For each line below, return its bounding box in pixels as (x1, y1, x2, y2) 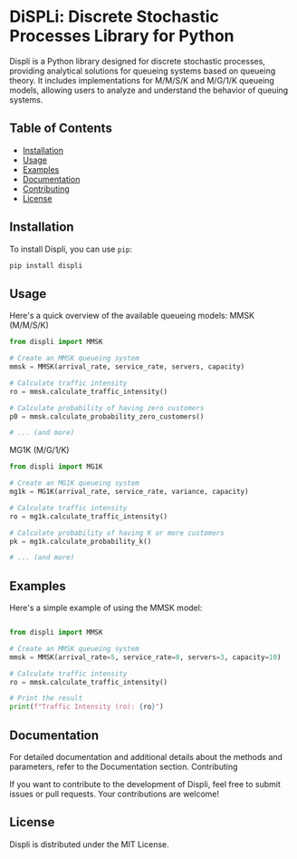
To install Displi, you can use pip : (9, 243, 133, 254)
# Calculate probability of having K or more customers (9, 528, 225, 538)
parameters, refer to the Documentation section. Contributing (9, 761, 238, 772)
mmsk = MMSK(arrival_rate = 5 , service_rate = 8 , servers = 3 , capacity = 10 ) (9, 652, 282, 662)
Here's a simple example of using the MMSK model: (9, 602, 203, 614)
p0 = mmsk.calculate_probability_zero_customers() (9, 411, 205, 421)
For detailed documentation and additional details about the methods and (9, 752, 283, 762)
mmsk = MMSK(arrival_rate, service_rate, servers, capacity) (9, 362, 245, 371)
